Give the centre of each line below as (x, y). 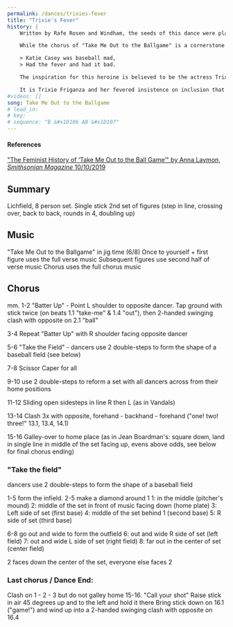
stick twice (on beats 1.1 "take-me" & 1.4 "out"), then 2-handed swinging (110, 312)
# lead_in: (23, 109)
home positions (29, 389)
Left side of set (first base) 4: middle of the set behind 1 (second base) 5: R (114, 513)
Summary (29, 189)
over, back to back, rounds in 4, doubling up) (71, 214)
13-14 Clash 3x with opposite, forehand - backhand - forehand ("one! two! (113, 415)
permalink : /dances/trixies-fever (57, 14)
